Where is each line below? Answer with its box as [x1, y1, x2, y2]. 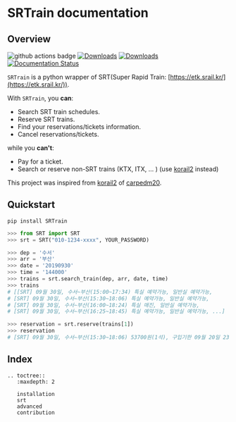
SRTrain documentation [7, 5, 149, 21]
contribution [16, 409, 55, 416]
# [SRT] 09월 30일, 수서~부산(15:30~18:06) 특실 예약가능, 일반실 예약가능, [7, 294, 210, 302]
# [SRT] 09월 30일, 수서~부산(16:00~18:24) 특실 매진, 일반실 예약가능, [7, 302, 200, 309]
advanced [16, 403, 42, 410]
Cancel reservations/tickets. [17, 130, 99, 138]
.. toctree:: [7, 372, 46, 379]
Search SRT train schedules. [17, 108, 101, 116]
